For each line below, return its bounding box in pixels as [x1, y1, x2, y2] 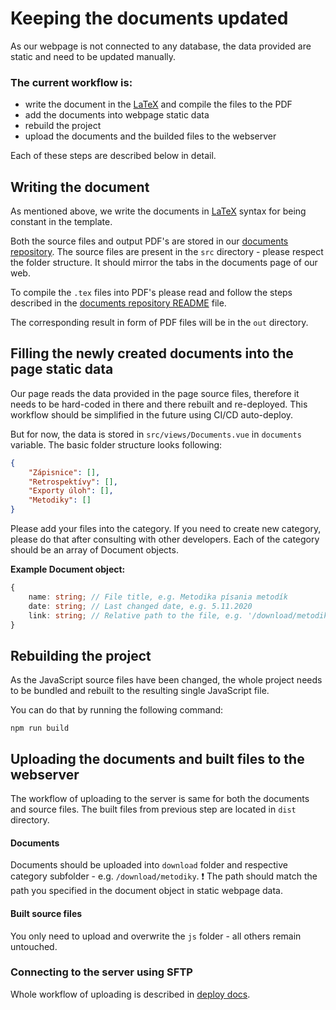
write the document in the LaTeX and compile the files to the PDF [24, 98, 293, 111]
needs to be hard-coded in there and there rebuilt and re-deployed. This [10, 398, 308, 410]
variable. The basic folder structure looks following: [10, 438, 223, 451]
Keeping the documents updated [10, 7, 289, 30]
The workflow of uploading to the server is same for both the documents [10, 793, 310, 805]
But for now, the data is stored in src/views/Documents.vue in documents [10, 428, 302, 440]
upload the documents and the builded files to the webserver [24, 130, 277, 142]
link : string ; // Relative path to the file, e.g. [28, 610, 244, 621]
